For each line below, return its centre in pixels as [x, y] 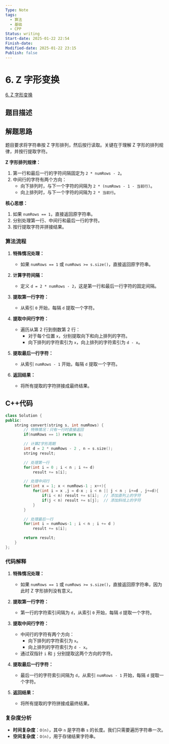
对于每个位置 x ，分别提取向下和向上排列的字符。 [79, 336]
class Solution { [24, 415]
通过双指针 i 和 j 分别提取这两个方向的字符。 [68, 653]
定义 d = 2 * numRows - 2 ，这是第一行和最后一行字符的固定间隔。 [90, 286]
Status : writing [22, 34]
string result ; [40, 453]
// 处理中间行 [37, 482]
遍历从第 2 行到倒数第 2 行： [50, 329]
